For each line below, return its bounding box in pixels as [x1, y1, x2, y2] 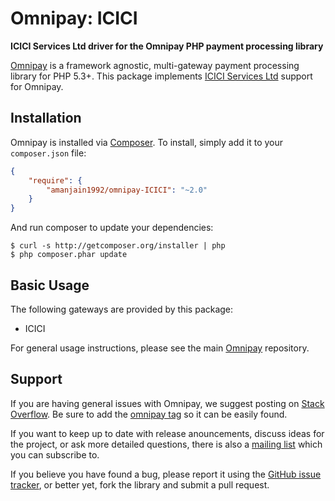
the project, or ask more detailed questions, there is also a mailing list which [10, 438, 323, 450]
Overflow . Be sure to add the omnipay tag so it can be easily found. [10, 408, 288, 420]
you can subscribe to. [10, 448, 100, 461]
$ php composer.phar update [10, 250, 128, 260]
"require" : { [28, 175, 83, 186]
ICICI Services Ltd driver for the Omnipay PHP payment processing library [10, 40, 324, 52]
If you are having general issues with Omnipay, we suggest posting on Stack [10, 397, 325, 409]
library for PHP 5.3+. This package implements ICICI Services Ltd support [10, 70, 313, 82]
